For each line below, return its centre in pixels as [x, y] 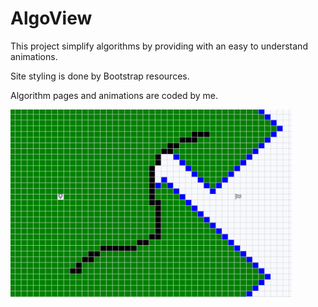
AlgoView [51, 18]
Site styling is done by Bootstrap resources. [100, 76]
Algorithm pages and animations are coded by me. [114, 95]
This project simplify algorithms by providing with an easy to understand [159, 46]
